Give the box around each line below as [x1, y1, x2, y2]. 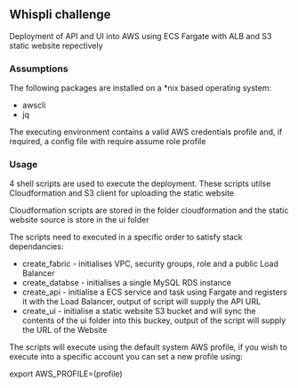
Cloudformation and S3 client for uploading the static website [9, 188, 235, 198]
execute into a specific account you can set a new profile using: [9, 352, 243, 362]
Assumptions [9, 62, 68, 75]
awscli [21, 100, 46, 110]
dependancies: [9, 241, 64, 252]
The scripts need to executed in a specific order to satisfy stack [9, 231, 243, 243]
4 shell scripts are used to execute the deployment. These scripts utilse [9, 178, 271, 190]
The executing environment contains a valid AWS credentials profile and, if [9, 126, 283, 137]
